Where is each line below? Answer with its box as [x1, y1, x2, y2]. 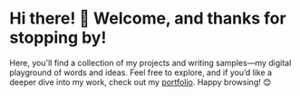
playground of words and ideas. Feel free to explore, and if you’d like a [9, 67, 273, 78]
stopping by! [9, 27, 107, 48]
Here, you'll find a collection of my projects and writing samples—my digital [9, 57, 292, 68]
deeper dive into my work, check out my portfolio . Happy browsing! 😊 [9, 76, 272, 87]
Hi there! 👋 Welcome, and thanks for [9, 8, 287, 29]
